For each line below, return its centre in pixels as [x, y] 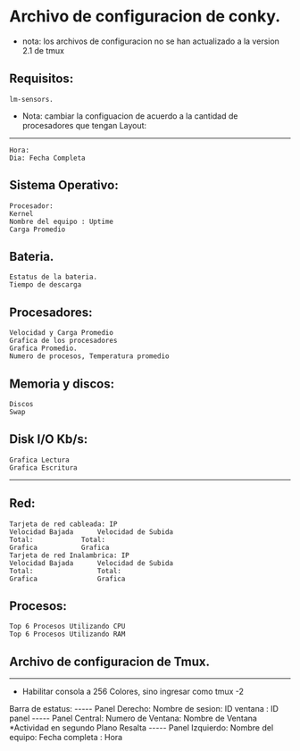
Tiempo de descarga [46, 285]
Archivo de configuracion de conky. [145, 17]
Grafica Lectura [39, 460]
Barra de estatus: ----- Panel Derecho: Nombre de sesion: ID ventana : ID [144, 709]
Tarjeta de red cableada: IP [63, 524]
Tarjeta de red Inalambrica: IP [69, 555]
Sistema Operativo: [64, 185]
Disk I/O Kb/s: [49, 439]
